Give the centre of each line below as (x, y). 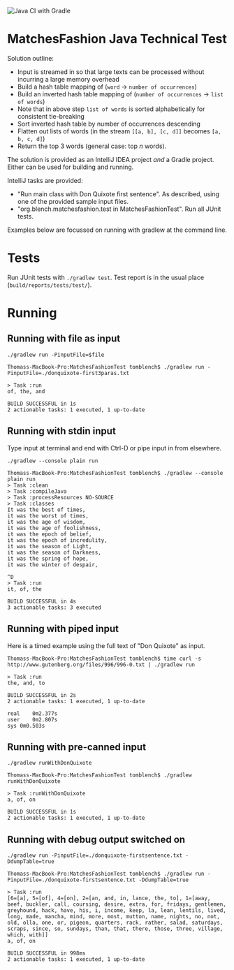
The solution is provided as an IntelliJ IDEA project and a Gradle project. (111, 159)
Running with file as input (64, 339)
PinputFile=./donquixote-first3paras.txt (68, 373)
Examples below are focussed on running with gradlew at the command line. (117, 230)
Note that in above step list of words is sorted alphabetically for (111, 109)
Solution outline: (31, 58)
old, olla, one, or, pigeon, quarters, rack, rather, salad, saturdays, (115, 923)
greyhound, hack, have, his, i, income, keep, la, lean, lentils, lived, (117, 911)
